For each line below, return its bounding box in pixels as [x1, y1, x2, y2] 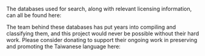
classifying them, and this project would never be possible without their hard [6, 30, 199, 37]
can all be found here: [6, 12, 62, 19]
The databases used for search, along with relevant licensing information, [6, 5, 192, 12]
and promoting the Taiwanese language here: [6, 43, 121, 50]
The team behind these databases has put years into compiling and [6, 24, 176, 30]
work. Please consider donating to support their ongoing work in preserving [6, 37, 198, 43]
